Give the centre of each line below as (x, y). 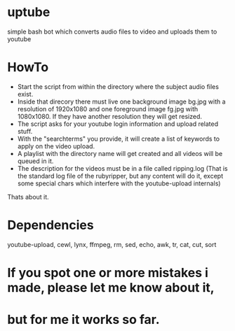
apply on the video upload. (56, 146)
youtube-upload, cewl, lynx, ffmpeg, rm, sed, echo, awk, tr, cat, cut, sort (112, 244)
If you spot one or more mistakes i (108, 273)
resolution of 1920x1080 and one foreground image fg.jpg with (108, 108)
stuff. (25, 131)
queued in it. (35, 161)
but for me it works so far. (83, 320)
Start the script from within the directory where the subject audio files (118, 86)
